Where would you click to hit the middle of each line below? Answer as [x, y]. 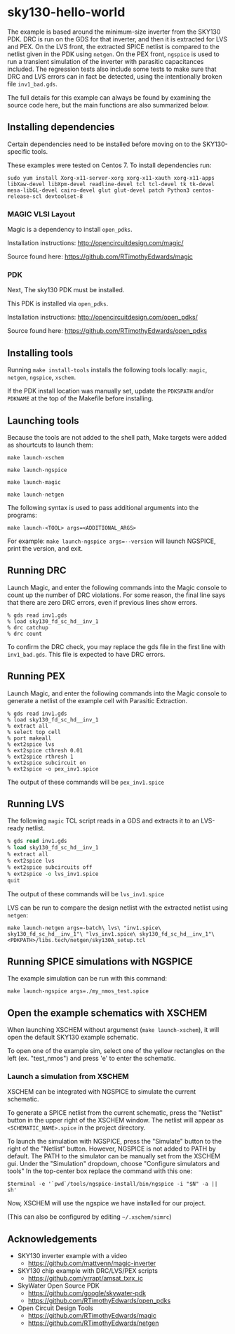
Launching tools [43, 420]
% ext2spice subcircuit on [47, 763]
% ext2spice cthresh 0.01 [45, 750]
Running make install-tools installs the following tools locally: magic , [107, 370]
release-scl [25, 196]
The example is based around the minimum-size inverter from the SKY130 [114, 32]
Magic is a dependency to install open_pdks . [70, 230]
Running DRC [37, 571]
